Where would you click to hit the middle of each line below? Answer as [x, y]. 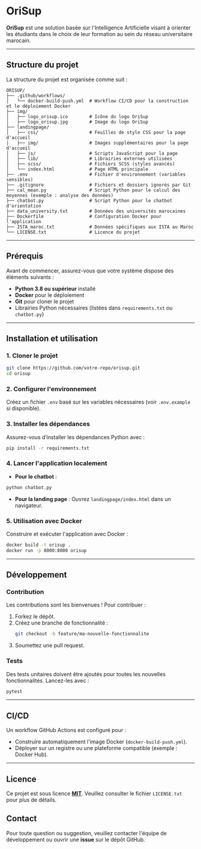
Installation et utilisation [52, 338]
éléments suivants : [30, 277]
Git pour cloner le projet [44, 301]
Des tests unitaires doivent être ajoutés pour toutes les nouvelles [86, 674]
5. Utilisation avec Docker [44, 521]
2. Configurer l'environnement [51, 389]
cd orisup [19, 374]
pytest [14, 691]
